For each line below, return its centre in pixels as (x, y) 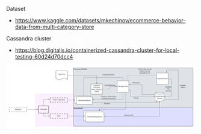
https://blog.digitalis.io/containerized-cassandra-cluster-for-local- (97, 50)
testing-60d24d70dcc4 (44, 56)
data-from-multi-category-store (54, 27)
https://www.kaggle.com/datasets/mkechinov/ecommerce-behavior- (100, 20)
